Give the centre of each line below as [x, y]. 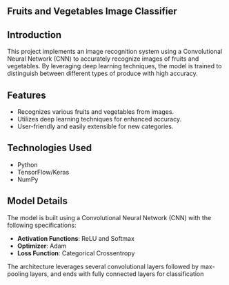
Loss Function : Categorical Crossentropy [76, 253]
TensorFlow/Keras [43, 172]
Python [27, 164]
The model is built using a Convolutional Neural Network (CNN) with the [109, 217]
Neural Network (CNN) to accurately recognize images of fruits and [103, 59]
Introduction [34, 35]
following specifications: [42, 225]
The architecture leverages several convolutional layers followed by [103, 266]
